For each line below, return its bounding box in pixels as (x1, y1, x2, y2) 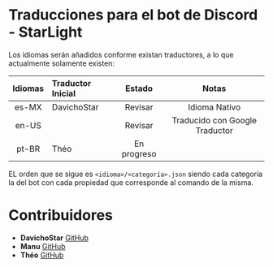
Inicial (51, 88, 76, 99)
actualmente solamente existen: (8, 58, 115, 68)
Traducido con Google (171, 114, 258, 126)
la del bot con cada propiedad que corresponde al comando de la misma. (8, 177, 254, 187)
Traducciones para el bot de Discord (8, 6, 258, 24)
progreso (121, 148, 157, 159)
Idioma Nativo (188, 101, 241, 113)
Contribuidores (8, 206, 114, 225)
